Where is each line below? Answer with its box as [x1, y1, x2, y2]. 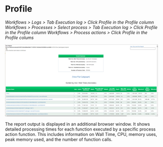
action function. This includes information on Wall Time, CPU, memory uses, [5, 131, 158, 137]
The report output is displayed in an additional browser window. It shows [5, 121, 150, 127]
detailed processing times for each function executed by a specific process [5, 126, 156, 132]
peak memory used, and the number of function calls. [5, 136, 113, 142]
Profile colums [5, 35, 34, 40]
